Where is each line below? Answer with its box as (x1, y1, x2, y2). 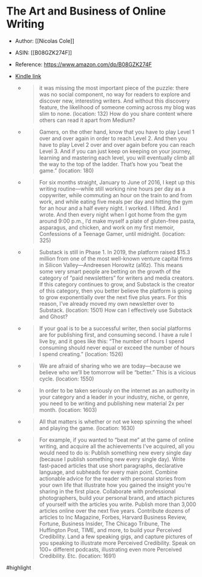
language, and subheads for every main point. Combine (39, 468, 178, 476)
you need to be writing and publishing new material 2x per (39, 399, 184, 407)
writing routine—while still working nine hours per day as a (39, 185, 186, 192)
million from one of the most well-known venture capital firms (39, 255, 193, 262)
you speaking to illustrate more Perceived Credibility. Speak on (39, 539, 196, 547)
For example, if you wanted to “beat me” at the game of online (39, 436, 194, 444)
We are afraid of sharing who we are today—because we (39, 362, 181, 369)
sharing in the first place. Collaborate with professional (39, 487, 176, 495)
